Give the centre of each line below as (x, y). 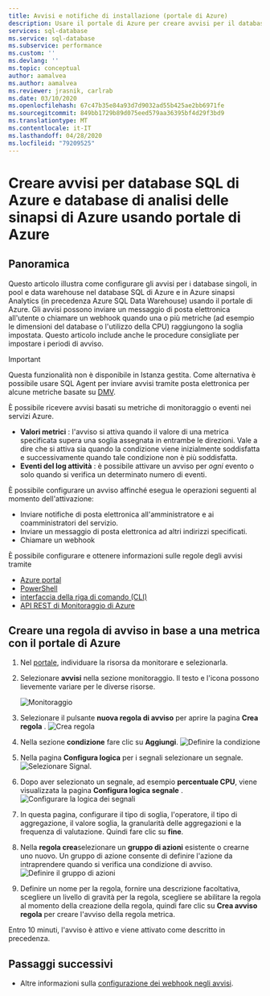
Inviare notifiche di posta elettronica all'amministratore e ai (117, 514)
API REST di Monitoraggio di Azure (77, 605)
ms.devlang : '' (34, 61)
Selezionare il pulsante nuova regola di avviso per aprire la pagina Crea (139, 718)
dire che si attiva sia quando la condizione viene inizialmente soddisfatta (140, 449)
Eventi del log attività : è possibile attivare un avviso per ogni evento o (137, 466)
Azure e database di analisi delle (119, 200)
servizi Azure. (31, 416)
